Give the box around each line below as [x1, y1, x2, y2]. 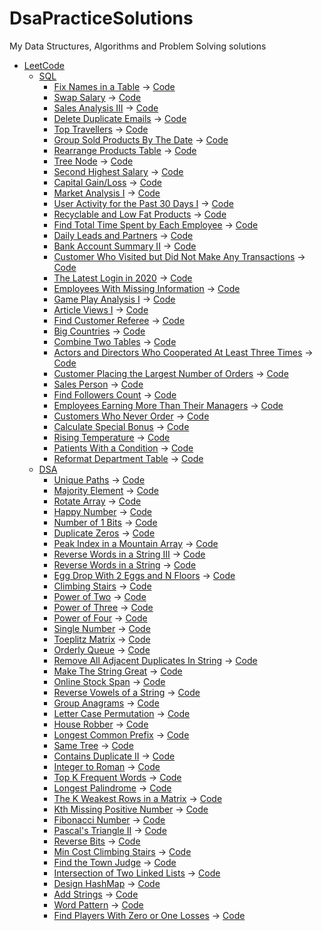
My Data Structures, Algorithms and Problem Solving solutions [9, 40, 267, 52]
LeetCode [23, 59, 65, 71]
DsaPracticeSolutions [9, 7, 194, 30]
